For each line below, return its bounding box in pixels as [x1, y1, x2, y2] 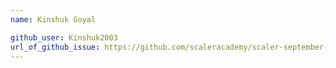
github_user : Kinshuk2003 [10, 32, 118, 43]
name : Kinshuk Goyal [10, 14, 97, 25]
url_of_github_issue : [10, 42, 101, 52]
